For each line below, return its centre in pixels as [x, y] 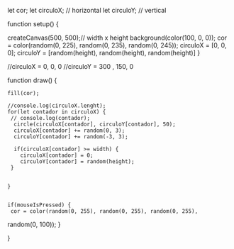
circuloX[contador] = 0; [57, 155]
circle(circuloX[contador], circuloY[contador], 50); [95, 124]
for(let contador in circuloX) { [57, 112]
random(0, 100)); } [34, 224]
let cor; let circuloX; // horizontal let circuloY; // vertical [87, 10]
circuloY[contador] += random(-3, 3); [71, 137]
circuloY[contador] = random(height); [77, 162]
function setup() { [33, 24]
